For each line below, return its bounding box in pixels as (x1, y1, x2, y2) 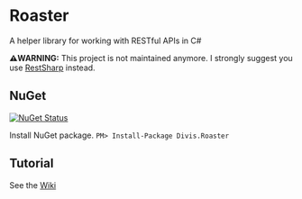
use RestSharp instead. (9, 62, 96, 73)
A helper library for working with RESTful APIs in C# (9, 35, 202, 46)
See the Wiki (9, 179, 57, 190)
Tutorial (9, 156, 54, 171)
